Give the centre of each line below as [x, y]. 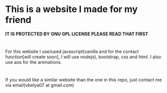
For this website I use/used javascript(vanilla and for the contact [72, 52]
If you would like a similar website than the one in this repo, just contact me [83, 80]
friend [18, 20]
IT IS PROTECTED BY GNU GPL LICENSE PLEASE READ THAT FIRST [77, 34]
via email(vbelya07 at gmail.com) [40, 85]
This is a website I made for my [72, 9]
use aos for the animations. [34, 62]
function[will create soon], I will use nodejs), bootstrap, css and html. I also [83, 57]
